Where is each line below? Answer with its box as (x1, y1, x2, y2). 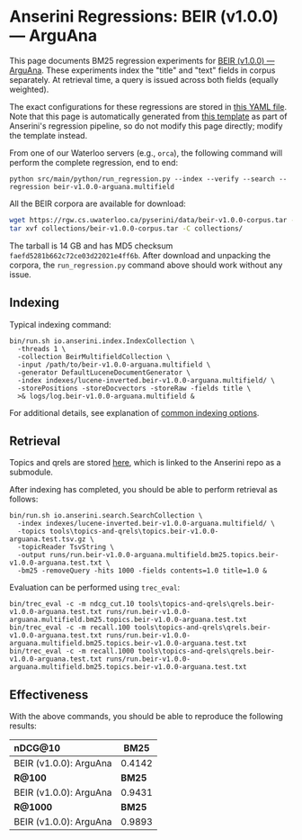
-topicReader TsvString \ (17, 543, 115, 552)
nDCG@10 (13, 742, 61, 754)
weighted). (9, 84, 49, 95)
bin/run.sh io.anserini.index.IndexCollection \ (9, 336, 195, 346)
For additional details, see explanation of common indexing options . (9, 407, 260, 418)
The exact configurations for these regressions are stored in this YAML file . (9, 101, 288, 112)
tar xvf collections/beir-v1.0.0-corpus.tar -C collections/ (9, 223, 244, 233)
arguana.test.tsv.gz (9, 535, 87, 544)
